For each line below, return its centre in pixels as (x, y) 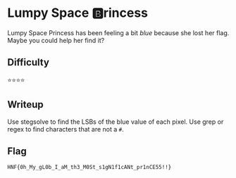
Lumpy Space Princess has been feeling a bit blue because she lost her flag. (118, 32)
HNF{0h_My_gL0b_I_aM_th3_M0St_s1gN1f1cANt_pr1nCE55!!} (89, 167)
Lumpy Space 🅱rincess (77, 13)
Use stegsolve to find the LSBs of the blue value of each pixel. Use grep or (116, 122)
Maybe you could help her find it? (56, 40)
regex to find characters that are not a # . (66, 129)
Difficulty (28, 62)
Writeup (25, 104)
